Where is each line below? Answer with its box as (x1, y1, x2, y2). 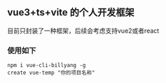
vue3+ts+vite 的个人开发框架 (7, 6, 134, 19)
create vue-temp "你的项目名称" (7, 69, 96, 77)
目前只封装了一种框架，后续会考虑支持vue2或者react (7, 27, 160, 35)
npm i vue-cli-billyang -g (7, 62, 86, 69)
